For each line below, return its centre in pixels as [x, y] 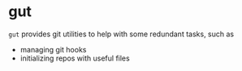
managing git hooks [53, 49]
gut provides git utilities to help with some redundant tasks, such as [121, 34]
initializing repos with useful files [75, 58]
